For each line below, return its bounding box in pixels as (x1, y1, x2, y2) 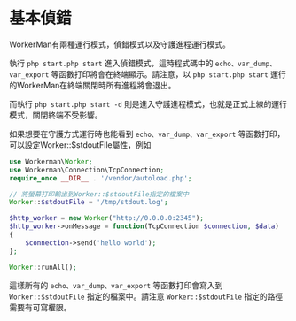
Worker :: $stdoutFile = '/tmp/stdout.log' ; (9, 198, 168, 207)
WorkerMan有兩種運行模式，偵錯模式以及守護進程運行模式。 (9, 39, 230, 50)
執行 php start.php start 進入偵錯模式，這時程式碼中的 (9, 57, 214, 68)
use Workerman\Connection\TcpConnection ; (9, 165, 165, 174)
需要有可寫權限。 (9, 302, 72, 312)
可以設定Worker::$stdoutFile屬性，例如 (9, 139, 152, 150)
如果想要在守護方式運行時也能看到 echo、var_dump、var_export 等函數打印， (9, 128, 285, 139)
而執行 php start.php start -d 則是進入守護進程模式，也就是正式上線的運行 (9, 98, 288, 109)
